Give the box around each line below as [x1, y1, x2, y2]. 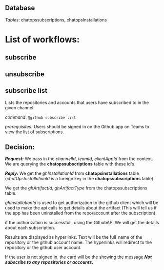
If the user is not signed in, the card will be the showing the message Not [5, 254, 152, 260]
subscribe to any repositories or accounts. [5, 259, 94, 265]
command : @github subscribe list [5, 114, 76, 120]
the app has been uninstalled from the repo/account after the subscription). [5, 210, 157, 216]
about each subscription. [5, 225, 55, 231]
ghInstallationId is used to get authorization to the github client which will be [5, 200, 159, 206]
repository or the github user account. [5, 245, 82, 250]
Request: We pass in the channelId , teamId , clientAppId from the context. [5, 156, 153, 162]
